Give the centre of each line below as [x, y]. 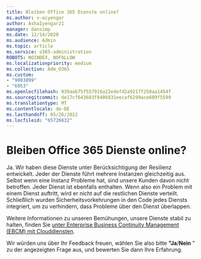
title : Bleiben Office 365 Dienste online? [63, 12]
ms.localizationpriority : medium [49, 63]
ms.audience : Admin [31, 40]
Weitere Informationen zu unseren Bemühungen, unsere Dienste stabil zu [99, 219]
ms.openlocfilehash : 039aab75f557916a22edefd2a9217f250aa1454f [89, 92]
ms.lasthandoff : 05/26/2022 [42, 114]
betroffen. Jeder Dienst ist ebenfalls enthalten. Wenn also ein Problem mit [99, 187]
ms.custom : [20, 75]
